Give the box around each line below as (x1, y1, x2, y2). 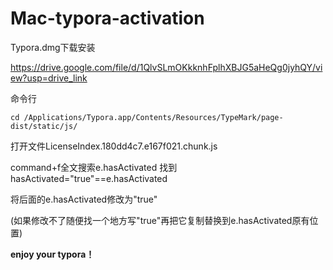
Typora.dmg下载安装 (10, 41, 96, 53)
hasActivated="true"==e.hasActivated (10, 172, 168, 184)
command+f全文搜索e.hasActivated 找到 (10, 161, 178, 173)
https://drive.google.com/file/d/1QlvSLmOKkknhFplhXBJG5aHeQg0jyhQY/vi (10, 61, 323, 73)
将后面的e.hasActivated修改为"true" (10, 193, 158, 205)
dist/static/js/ (10, 121, 78, 131)
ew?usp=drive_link (10, 72, 88, 84)
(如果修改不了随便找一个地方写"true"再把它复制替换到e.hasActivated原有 (10, 214, 310, 226)
